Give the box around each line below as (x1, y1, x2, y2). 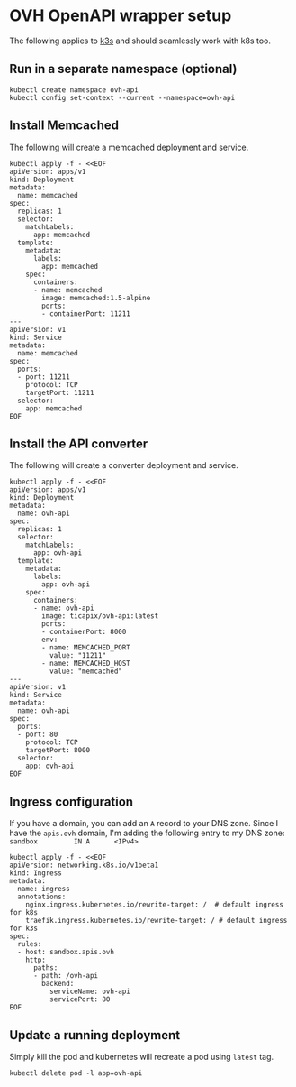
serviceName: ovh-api (49, 987, 130, 997)
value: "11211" (49, 651, 106, 660)
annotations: (17, 892, 67, 902)
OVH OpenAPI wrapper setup (9, 5, 232, 26)
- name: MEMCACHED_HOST (41, 659, 130, 668)
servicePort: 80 (49, 995, 111, 1004)
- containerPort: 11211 (41, 309, 130, 318)
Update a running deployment (9, 1027, 181, 1043)
